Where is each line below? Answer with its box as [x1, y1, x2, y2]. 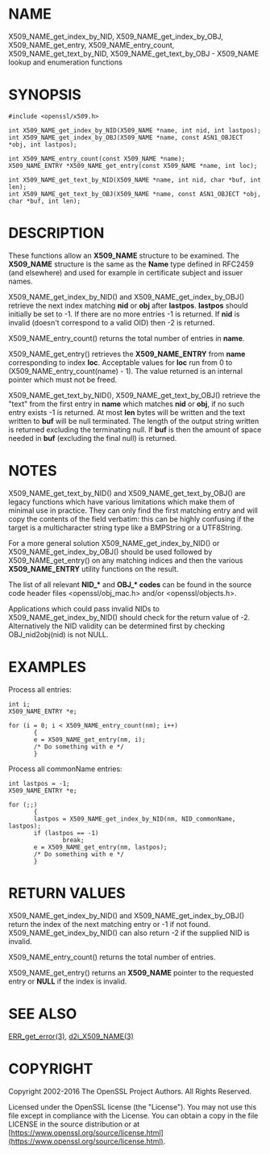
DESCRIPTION [8, 224, 105, 242]
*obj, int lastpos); [8, 141, 78, 149]
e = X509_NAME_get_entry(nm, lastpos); [33, 843, 168, 851]
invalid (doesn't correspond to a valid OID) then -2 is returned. [8, 317, 215, 327]
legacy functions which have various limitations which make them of [8, 497, 235, 506]
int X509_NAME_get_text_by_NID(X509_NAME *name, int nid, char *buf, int [8, 175, 262, 184]
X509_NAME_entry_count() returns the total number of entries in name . [8, 333, 245, 343]
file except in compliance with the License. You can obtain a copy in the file [8, 1110, 259, 1120]
